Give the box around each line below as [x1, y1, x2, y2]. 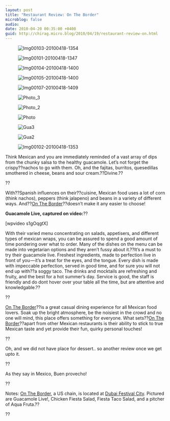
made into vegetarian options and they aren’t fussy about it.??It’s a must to [5, 247, 161, 252]
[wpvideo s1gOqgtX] [5, 220, 48, 226]
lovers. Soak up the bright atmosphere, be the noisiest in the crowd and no [5, 309, 162, 315]
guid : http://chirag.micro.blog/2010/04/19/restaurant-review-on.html [5, 31, 158, 36]
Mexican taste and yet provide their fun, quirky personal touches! [5, 326, 143, 332]
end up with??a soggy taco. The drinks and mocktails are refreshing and [5, 268, 157, 274]
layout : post [5, 7, 33, 13]
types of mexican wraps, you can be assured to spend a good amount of [5, 235, 158, 242]
